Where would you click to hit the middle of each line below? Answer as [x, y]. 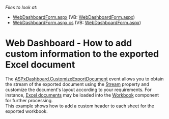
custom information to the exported [82, 54]
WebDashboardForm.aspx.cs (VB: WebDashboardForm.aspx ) [77, 23]
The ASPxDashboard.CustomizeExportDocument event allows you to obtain [84, 79]
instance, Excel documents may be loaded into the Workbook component [82, 95]
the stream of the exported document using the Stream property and [77, 84]
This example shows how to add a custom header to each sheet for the [80, 106]
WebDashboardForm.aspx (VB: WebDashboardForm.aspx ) [74, 17]
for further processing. [29, 100]
